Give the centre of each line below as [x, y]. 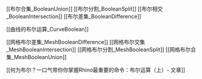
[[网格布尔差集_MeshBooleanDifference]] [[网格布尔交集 [76, 42]
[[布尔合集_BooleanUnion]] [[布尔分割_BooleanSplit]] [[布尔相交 [84, 9]
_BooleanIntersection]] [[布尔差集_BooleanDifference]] [74, 16]
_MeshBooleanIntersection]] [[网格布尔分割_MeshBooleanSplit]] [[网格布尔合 [101, 49]
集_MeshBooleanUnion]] [36, 57]
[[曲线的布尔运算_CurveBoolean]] [48, 29]
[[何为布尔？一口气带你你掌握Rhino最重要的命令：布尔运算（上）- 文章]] [96, 70]
